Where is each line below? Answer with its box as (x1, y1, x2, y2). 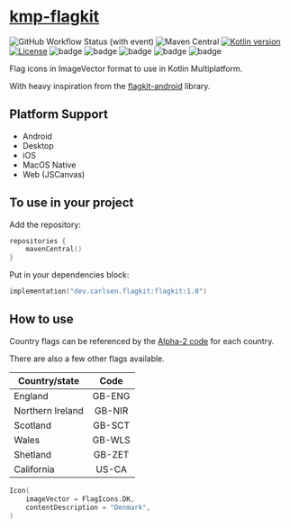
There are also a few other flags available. (9, 353, 165, 364)
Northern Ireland (14, 404, 84, 416)
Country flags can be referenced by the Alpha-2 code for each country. (9, 335, 275, 346)
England (14, 389, 49, 402)
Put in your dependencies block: (9, 269, 130, 280)
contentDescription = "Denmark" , (25, 503, 151, 512)
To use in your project (9, 196, 134, 211)
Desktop (22, 140, 54, 150)
